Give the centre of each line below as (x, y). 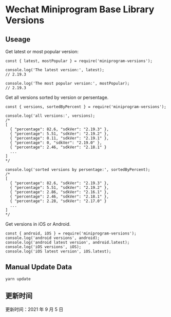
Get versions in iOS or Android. (38, 224)
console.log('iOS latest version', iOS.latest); (58, 251)
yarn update (18, 279)
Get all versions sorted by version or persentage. (57, 97)
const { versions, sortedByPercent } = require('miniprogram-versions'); (86, 107)
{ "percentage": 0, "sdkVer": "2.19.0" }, (56, 143)
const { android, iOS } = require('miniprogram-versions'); (71, 233)
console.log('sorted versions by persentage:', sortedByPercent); (78, 170)
